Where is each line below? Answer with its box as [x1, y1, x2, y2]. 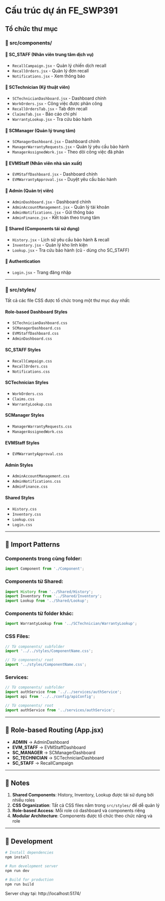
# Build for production [5, 877, 54, 882]
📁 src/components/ [5, 39, 53, 46]
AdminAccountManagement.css [12, 474, 70, 479]
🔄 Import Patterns [5, 541, 60, 549]
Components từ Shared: [5, 578, 64, 585]
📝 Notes [5, 779, 30, 787]
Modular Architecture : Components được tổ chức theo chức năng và [12, 813, 153, 819]
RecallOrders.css [12, 364, 48, 369]
